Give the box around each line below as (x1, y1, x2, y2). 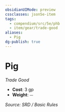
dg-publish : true (5, 39, 41, 44)
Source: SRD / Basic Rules (5, 102, 58, 108)
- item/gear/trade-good (9, 26, 58, 31)
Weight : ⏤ (12, 92, 33, 98)
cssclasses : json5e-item (5, 12, 56, 17)
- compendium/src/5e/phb (9, 21, 60, 26)
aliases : (5, 30, 23, 35)
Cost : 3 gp (12, 86, 34, 92)
